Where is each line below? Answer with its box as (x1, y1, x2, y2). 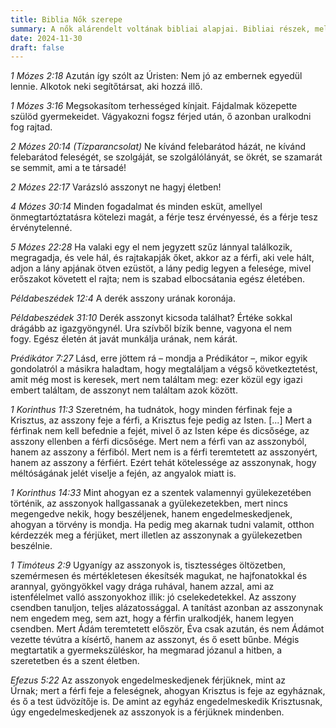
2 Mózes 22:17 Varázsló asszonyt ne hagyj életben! (10, 181, 222, 193)
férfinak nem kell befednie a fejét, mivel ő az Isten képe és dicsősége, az (10, 425, 310, 437)
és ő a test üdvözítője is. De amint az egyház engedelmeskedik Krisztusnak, (10, 696, 323, 708)
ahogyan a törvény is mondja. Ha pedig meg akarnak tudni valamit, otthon (10, 519, 315, 531)
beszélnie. (10, 540, 53, 552)
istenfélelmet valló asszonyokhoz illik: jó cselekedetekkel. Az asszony (10, 591, 297, 603)
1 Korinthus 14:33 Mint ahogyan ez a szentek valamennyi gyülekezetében (10, 487, 312, 499)
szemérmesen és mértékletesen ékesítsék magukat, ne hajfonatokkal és (10, 570, 308, 582)
